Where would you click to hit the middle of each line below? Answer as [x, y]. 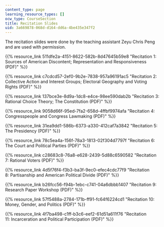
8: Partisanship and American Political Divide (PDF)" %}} [62, 175]
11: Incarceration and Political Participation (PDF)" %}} [59, 219]
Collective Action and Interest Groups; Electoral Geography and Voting [76, 82]
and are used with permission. [35, 47]
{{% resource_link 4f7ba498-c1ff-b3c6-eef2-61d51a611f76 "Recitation [76, 214]
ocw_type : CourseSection [30, 19]
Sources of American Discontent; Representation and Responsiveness [76, 62]
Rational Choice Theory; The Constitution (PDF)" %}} [59, 101]
